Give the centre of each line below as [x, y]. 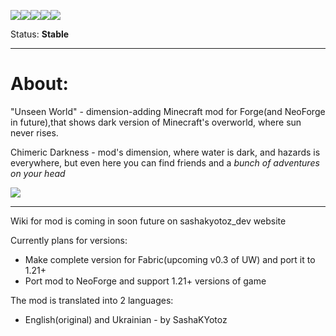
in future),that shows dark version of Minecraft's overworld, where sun [156, 122]
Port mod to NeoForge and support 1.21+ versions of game [145, 281]
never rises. [34, 132]
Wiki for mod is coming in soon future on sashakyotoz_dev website [148, 221]
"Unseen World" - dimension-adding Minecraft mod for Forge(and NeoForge [168, 111]
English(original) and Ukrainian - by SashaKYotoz [126, 319]
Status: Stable [40, 34]
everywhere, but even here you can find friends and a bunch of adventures [165, 162]
